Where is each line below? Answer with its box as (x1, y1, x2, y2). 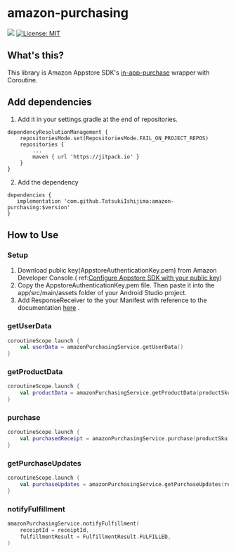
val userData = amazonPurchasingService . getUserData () (20, 344, 184, 351)
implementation (16, 197, 61, 205)
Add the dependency (17, 178, 79, 186)
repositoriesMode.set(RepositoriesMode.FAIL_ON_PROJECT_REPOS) (20, 135, 209, 142)
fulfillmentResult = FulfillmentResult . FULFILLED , (20, 533, 171, 540)
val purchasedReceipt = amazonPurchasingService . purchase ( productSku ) (20, 435, 231, 442)
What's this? (7, 49, 65, 61)
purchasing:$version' (7, 204, 71, 211)
